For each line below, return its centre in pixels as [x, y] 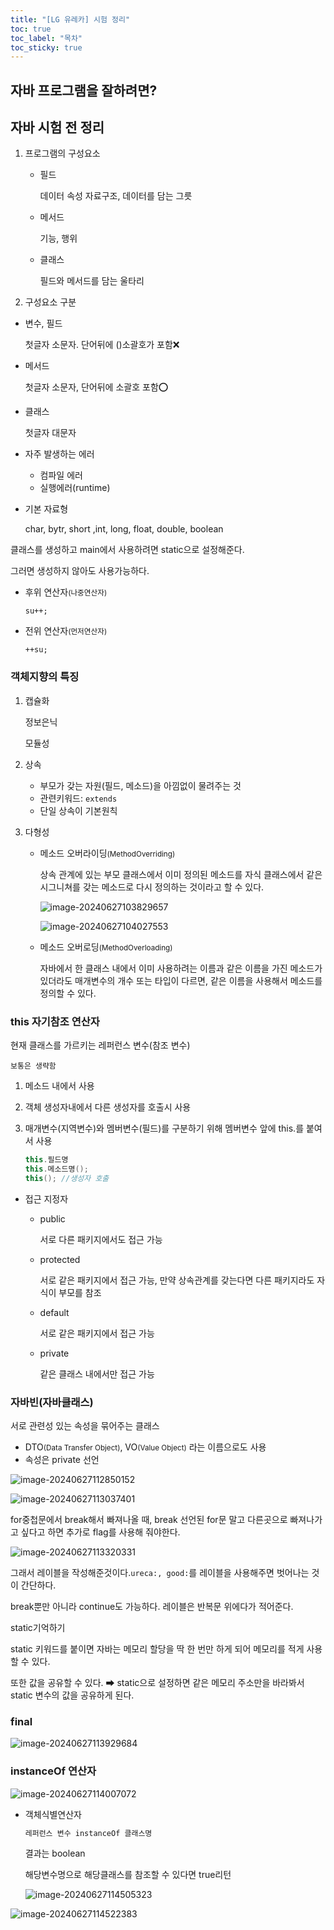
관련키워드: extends [78, 798]
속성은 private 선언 [62, 1459]
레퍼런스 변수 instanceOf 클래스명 [88, 1833]
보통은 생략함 [33, 1066]
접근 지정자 [46, 1198]
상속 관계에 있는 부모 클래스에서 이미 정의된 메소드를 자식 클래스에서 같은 [181, 874]
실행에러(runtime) [75, 488]
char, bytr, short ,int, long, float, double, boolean [124, 529]
